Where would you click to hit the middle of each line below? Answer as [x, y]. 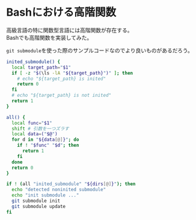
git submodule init [36, 201]
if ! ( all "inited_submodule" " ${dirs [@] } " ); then [71, 184]
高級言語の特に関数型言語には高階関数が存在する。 [69, 30]
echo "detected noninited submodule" [59, 190]
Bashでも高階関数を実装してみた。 [49, 37]
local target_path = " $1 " [41, 67]
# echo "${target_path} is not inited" [62, 96]
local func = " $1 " [32, 123]
